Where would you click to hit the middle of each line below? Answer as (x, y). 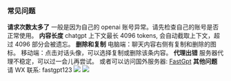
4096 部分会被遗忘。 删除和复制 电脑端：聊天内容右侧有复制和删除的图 (115, 44)
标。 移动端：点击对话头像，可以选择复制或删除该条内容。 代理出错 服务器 (112, 53)
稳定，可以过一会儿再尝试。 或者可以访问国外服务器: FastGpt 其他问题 (118, 61)
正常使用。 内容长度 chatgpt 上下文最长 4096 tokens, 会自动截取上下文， (111, 36)
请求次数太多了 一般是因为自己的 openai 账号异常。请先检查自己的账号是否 (113, 27)
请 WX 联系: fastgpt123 (40, 70)
